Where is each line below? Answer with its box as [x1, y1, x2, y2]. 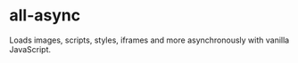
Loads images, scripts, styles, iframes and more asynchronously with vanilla [9, 35, 290, 45]
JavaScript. [9, 43, 52, 54]
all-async [9, 5, 81, 26]
